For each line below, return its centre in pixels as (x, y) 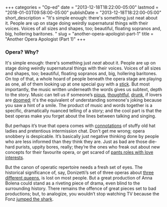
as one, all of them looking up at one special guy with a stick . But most (78, 84)
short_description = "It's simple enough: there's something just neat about (82, 18)
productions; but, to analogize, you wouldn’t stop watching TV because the (82, 194)
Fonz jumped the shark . (29, 199)
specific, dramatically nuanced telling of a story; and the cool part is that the (83, 111)
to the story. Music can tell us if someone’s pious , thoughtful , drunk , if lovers (83, 95)
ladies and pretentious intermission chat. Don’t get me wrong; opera (75, 131)
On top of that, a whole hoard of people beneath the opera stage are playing (83, 79)
